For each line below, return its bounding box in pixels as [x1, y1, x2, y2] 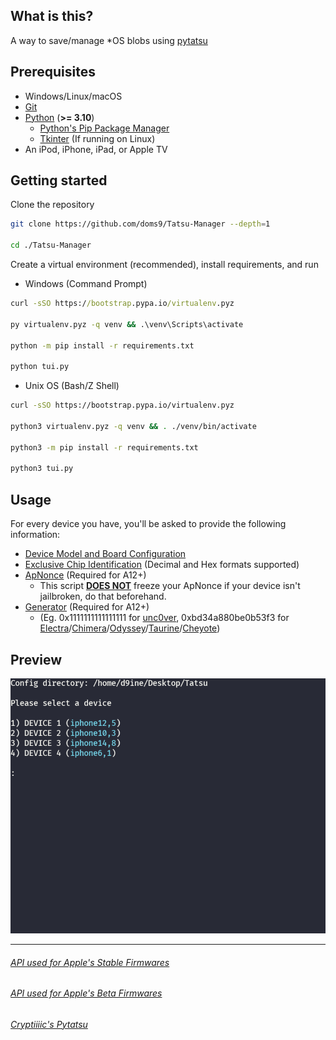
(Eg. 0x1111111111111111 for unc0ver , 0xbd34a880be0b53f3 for [39, 612, 290, 624]
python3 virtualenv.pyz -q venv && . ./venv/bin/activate [10, 421, 257, 431]
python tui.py [10, 362, 70, 372]
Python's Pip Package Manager [39, 122, 170, 134]
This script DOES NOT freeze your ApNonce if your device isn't [39, 580, 301, 592]
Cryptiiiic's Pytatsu [10, 1018, 88, 1030]
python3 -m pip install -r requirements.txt [10, 442, 199, 453]
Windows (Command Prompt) [24, 278, 148, 290]
